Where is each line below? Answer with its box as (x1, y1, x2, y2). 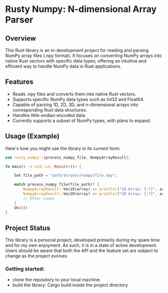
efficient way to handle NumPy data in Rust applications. (5, 63, 121, 69)
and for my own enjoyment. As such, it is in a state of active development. (5, 242, 157, 248)
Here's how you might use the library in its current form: (5, 145, 121, 151)
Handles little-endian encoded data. (12, 112, 86, 118)
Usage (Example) (5, 132, 60, 140)
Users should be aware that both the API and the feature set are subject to (5, 247, 158, 253)
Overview (5, 34, 36, 42)
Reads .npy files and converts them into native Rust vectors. (12, 91, 136, 97)
